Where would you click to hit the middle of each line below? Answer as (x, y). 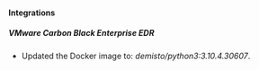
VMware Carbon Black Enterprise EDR (81, 33)
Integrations (32, 13)
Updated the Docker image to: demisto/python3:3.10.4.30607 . (136, 56)
